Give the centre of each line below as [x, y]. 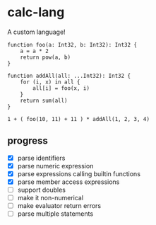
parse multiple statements [55, 214]
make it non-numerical [50, 198]
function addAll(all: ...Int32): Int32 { [69, 76]
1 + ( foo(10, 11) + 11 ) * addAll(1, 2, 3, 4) [79, 119]
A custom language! [36, 32]
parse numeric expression [55, 166]
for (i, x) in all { [50, 82]
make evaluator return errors [59, 206]
